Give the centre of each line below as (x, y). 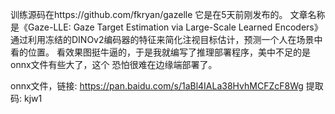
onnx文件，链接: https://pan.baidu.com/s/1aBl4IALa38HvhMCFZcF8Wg (157, 86)
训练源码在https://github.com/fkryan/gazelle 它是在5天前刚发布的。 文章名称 (168, 14)
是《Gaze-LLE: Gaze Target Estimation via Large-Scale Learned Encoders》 (166, 27)
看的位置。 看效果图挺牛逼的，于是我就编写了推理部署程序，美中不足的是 (160, 52)
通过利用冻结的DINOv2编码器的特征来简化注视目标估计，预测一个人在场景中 (166, 39)
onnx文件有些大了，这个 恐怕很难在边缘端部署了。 (114, 64)
